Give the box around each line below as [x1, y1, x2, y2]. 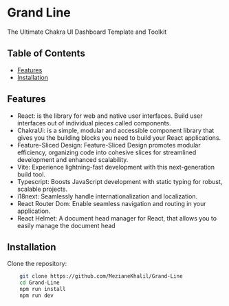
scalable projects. [17, 185, 67, 193]
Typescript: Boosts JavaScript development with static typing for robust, [17, 177, 223, 185]
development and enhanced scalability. [17, 155, 129, 163]
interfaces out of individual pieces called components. [17, 119, 171, 127]
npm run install [19, 286, 67, 293]
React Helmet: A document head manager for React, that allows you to [17, 214, 217, 222]
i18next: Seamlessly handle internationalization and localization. [17, 192, 198, 201]
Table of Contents [7, 48, 86, 59]
